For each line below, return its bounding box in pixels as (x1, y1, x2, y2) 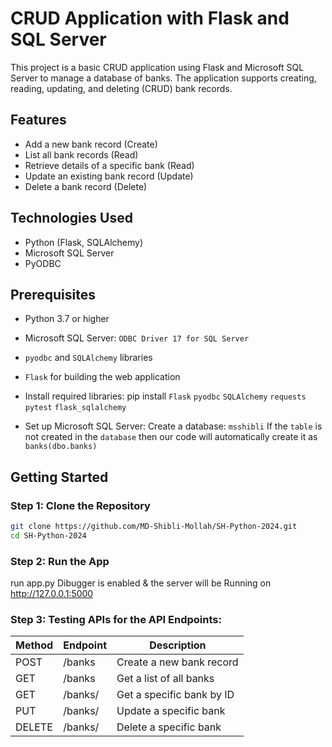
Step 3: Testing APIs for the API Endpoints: (10, 613, 222, 627)
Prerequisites (10, 286, 96, 303)
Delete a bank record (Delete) (24, 180, 148, 192)
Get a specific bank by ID (116, 688, 235, 702)
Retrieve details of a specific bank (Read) (24, 159, 195, 171)
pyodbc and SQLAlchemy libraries (24, 352, 153, 364)
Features (10, 112, 67, 129)
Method (15, 638, 54, 652)
